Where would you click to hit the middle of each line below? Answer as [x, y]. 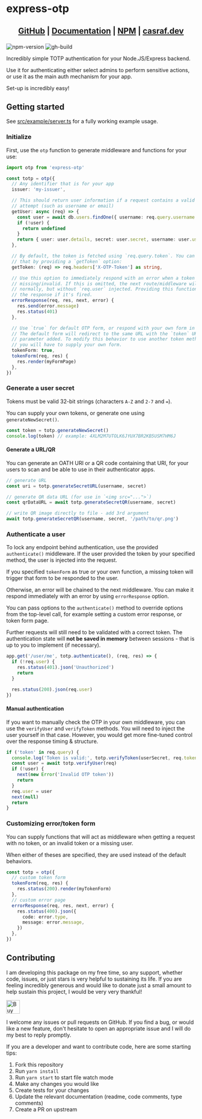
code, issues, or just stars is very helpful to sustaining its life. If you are [94, 979]
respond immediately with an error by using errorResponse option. [88, 596]
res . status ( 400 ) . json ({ [47, 911]
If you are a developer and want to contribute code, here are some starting [99, 1046]
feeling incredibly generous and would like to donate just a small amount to [99, 985]
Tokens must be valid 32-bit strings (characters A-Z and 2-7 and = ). [89, 401]
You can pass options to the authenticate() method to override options [95, 608]
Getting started [35, 107]
